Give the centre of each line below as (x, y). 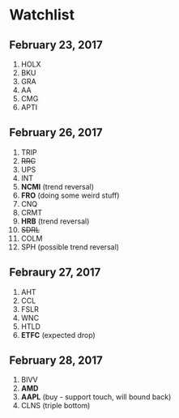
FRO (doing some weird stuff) (70, 195)
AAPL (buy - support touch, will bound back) (96, 397)
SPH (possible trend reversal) (70, 247)
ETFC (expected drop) (58, 335)
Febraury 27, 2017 (55, 273)
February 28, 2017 (56, 361)
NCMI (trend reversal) (58, 186)
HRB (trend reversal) (55, 221)
